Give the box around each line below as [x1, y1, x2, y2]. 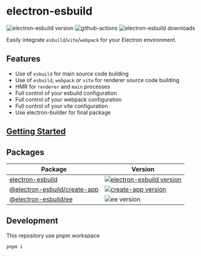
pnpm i [6, 243, 23, 250]
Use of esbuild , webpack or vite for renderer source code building [15, 76, 180, 83]
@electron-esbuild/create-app [9, 185, 99, 193]
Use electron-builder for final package [15, 108, 111, 116]
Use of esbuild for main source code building [15, 70, 129, 77]
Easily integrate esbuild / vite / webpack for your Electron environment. [6, 36, 177, 43]
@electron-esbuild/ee [9, 195, 73, 203]
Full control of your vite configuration [15, 102, 108, 109]
